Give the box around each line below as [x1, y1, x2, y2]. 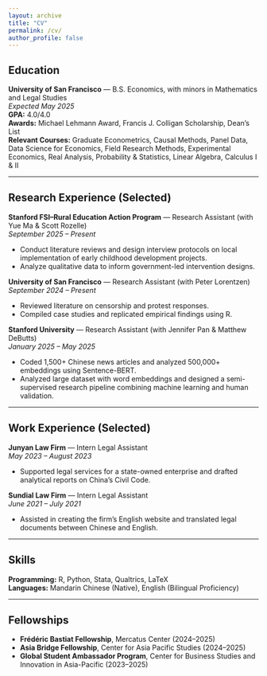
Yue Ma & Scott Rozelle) [8, 221, 87, 230]
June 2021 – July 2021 [8, 498, 82, 508]
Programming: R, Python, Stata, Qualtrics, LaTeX [8, 574, 168, 584]
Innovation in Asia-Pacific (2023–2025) [19, 660, 149, 670]
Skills [8, 553, 36, 567]
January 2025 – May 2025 [8, 342, 96, 351]
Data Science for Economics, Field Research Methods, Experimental [8, 144, 231, 154]
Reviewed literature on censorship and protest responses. [19, 300, 209, 311]
